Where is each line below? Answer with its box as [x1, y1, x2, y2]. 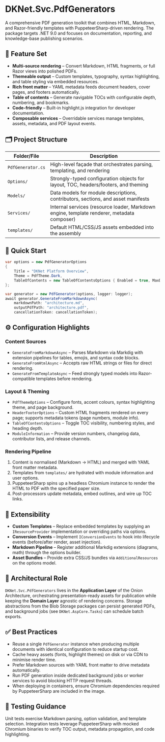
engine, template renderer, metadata [50, 210, 135, 216]
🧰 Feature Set [5, 50, 47, 58]
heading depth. [12, 425, 43, 431]
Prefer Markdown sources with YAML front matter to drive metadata [12, 662, 150, 668]
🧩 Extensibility [5, 510, 50, 519]
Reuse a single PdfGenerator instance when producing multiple [12, 641, 139, 647]
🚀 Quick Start [5, 247, 47, 255]
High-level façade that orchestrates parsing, [50, 161, 153, 168]
